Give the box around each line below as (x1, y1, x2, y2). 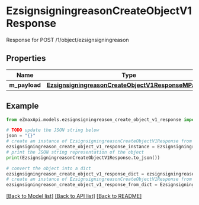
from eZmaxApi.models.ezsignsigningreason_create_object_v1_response (6, 116, 182, 122)
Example (6, 101, 39, 111)
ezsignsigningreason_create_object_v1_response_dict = (6, 171, 145, 177)
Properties (6, 53, 46, 63)
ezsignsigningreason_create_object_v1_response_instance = (6, 144, 155, 150)
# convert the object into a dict (6, 165, 92, 171)
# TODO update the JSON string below (6, 127, 99, 134)
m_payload (9, 81, 41, 89)
